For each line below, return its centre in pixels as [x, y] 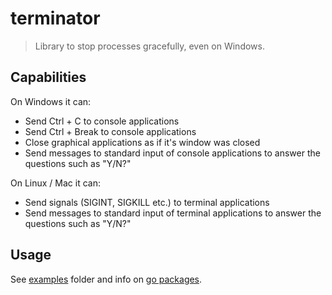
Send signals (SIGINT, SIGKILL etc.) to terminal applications [147, 202]
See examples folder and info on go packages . [106, 279]
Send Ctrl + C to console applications [102, 121]
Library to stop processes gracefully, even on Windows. [149, 46]
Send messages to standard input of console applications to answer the [172, 153]
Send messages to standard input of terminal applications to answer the [173, 213]
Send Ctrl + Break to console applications [110, 131]
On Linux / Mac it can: [55, 183]
